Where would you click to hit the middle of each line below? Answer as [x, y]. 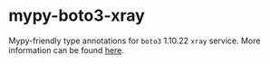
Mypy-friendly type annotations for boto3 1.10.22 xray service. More [135, 41]
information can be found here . [66, 50]
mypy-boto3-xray [77, 16]
